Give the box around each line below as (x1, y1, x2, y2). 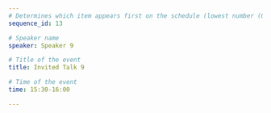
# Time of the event (8, 78, 78, 86)
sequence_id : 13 (8, 19, 63, 27)
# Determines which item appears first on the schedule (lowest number (8, 11, 254, 20)
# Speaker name (8, 34, 60, 42)
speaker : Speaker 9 (8, 41, 74, 49)
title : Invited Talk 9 (8, 64, 85, 72)
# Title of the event (8, 56, 81, 65)
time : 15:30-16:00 (8, 86, 70, 94)
